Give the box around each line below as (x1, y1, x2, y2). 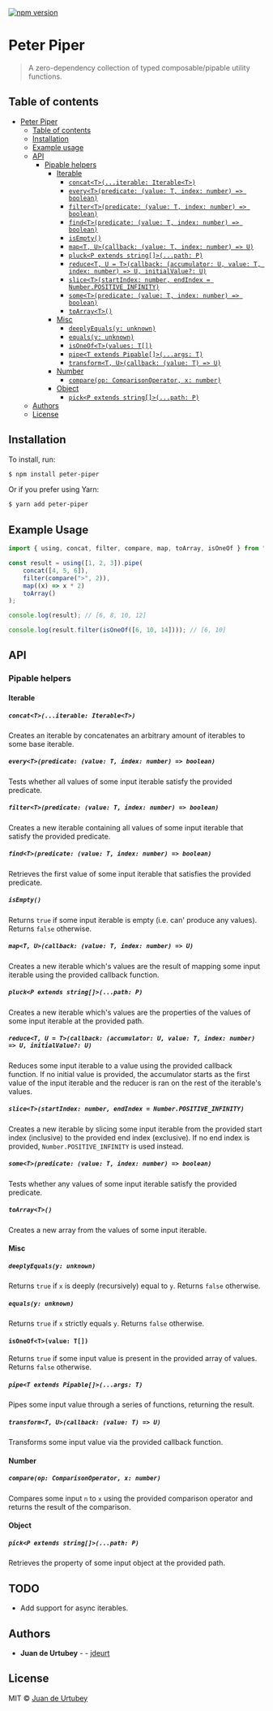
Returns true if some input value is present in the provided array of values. (8, 1354, 258, 1364)
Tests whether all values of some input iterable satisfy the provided (8, 776, 232, 787)
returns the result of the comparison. (8, 1502, 131, 1511)
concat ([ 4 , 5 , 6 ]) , (23, 567, 89, 575)
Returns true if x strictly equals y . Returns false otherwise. (8, 1319, 205, 1329)
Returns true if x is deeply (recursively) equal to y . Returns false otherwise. (8, 1281, 261, 1291)
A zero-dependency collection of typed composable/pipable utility (28, 62, 251, 72)
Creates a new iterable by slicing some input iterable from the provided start (8, 1124, 262, 1134)
